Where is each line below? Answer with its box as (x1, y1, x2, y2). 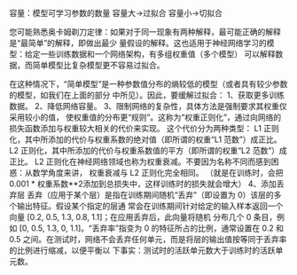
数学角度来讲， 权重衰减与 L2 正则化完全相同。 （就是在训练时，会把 (32, 168, 284, 177)
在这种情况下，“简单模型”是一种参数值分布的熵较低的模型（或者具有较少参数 (9, 79, 288, 89)
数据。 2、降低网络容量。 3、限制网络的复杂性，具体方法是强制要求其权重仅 (9, 101, 288, 111)
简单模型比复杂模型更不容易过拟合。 (32, 60, 165, 70)
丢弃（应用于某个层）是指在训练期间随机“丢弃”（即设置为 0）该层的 (26, 190, 275, 200)
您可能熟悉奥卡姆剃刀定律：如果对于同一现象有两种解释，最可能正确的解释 (9, 27, 281, 37)
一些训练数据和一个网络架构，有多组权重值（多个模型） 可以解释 (39, 49, 276, 59)
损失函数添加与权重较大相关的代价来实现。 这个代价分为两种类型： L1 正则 (9, 123, 279, 133)
